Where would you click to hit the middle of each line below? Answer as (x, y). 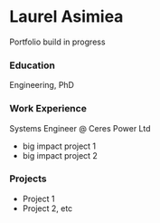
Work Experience (48, 109)
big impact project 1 (59, 146)
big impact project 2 (60, 155)
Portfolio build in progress (57, 42)
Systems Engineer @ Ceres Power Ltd (80, 128)
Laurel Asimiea (66, 17)
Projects (28, 179)
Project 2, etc (47, 208)
